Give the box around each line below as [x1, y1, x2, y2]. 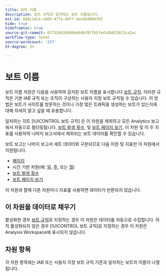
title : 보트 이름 [5, 7, 37, 12]
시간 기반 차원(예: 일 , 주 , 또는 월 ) [12, 164, 75, 170]
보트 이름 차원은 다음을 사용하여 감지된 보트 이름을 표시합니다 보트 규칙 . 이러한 [5, 89, 156, 95]
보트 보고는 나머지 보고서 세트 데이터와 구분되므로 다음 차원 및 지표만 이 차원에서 [5, 141, 160, 147]
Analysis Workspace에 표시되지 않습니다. [5, 229, 87, 235]
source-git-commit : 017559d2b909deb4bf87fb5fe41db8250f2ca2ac [5, 30, 136, 35]
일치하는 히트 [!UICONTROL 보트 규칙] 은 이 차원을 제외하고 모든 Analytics [5, 118, 150, 124]
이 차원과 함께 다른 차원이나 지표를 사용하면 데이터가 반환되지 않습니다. [5, 187, 141, 193]
